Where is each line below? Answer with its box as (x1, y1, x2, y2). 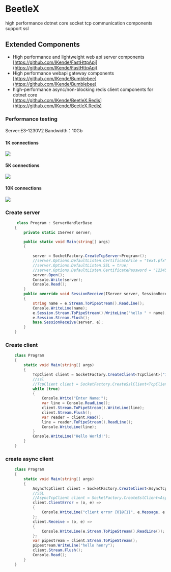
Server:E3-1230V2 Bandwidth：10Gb (5, 128, 83, 134)
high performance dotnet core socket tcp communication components (5, 20, 153, 26)
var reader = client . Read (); (41, 415, 103, 420)
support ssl (5, 25, 29, 31)
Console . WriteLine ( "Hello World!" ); (32, 434, 110, 439)
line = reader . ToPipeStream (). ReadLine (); (41, 419, 133, 424)
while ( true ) (32, 386, 60, 391)
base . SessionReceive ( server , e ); (32, 320, 103, 325)
